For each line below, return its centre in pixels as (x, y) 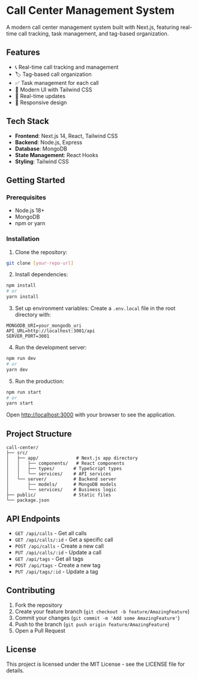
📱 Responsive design (41, 102)
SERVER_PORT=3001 (28, 336)
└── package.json (28, 500)
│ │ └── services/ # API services (59, 474)
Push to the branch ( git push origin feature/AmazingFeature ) (92, 624)
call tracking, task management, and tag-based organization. (94, 33)
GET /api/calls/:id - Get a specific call (64, 539)
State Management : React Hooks (56, 155)
